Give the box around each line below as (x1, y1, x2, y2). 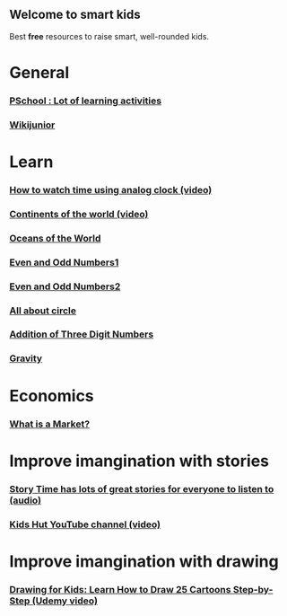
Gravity (9, 352, 43, 365)
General (9, 63, 70, 83)
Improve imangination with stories (9, 451, 269, 471)
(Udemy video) (31, 594, 99, 607)
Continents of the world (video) (9, 207, 149, 220)
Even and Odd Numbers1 (9, 256, 119, 268)
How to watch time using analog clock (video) (9, 183, 213, 196)
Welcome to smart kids (9, 7, 141, 22)
